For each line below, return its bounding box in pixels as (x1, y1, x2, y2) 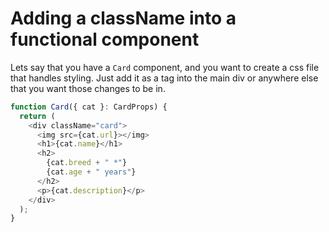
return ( (19, 111, 56, 121)
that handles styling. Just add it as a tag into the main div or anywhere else (10, 72, 319, 84)
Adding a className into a (10, 7, 237, 30)
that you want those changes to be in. (10, 82, 166, 94)
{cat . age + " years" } (46, 167, 137, 177)
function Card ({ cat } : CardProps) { (10, 102, 168, 112)
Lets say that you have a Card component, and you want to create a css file (10, 61, 320, 73)
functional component (10, 28, 200, 51)
